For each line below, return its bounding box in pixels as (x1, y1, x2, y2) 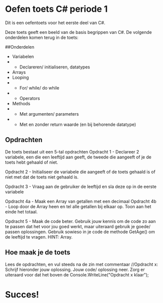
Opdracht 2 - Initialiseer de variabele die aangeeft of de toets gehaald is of (5, 169, 156, 175)
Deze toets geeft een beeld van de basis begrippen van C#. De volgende (5, 29, 152, 35)
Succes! (5, 289, 39, 300)
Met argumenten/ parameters (19, 111, 79, 117)
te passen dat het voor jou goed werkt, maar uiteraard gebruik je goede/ (5, 223, 151, 229)
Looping (12, 74, 29, 80)
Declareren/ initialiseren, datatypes (19, 64, 91, 70)
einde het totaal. (5, 209, 38, 214)
